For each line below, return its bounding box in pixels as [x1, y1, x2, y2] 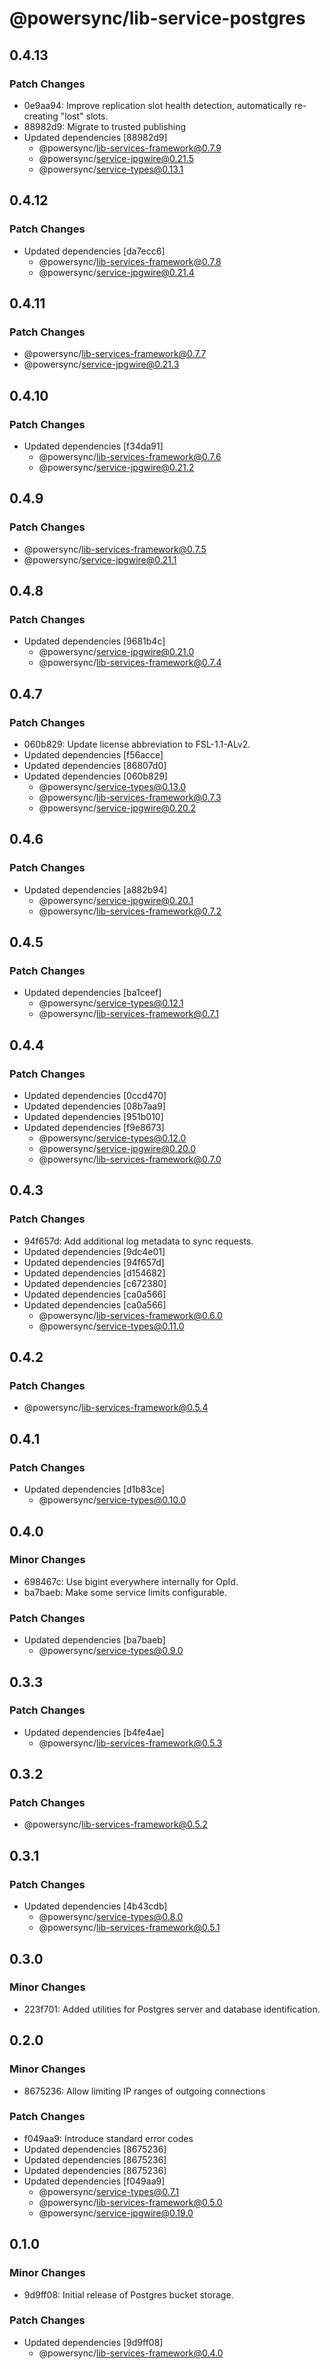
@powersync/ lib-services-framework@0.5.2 [23, 1818, 208, 1831]
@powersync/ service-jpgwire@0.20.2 [38, 802, 197, 814]
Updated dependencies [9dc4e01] [23, 1245, 166, 1257]
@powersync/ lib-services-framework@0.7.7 [23, 348, 207, 360]
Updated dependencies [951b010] [23, 1111, 164, 1123]
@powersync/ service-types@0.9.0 [38, 1645, 184, 1657]
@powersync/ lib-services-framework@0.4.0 [38, 2347, 224, 2359]
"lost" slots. [60, 110, 109, 122]
